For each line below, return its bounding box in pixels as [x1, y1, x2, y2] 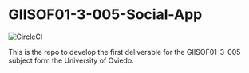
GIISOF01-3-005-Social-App [8, 6, 203, 24]
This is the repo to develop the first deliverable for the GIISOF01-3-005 [8, 47, 241, 56]
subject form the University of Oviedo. [8, 56, 134, 65]
